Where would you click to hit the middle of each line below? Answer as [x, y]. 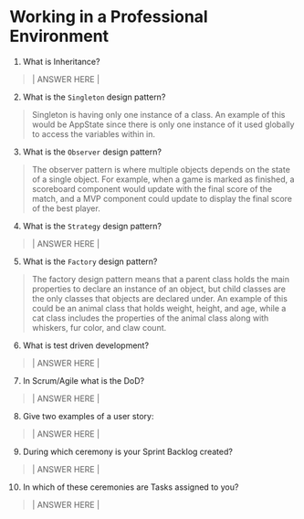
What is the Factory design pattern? [90, 261]
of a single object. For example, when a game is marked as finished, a [163, 179]
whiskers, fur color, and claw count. [99, 327]
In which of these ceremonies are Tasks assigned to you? [131, 487]
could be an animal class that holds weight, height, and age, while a [159, 308]
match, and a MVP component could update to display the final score [162, 198]
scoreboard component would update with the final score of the [152, 188]
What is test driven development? [85, 345]
